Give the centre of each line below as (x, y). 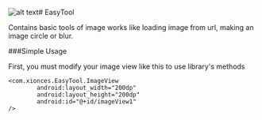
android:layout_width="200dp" (87, 88)
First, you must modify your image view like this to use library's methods (127, 66)
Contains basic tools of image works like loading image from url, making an (131, 27)
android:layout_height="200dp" (89, 95)
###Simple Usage (38, 51)
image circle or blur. (41, 36)
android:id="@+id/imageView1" (87, 102)
